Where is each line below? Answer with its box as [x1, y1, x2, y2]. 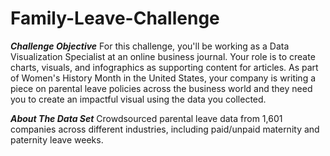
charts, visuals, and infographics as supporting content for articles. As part [10, 61, 319, 73]
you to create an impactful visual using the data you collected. [10, 93, 267, 105]
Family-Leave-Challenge [10, 7, 220, 30]
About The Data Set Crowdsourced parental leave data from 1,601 [10, 112, 283, 124]
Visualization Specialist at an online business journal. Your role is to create [10, 50, 316, 62]
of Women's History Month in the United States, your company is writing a [10, 72, 317, 84]
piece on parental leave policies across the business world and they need [10, 82, 313, 94]
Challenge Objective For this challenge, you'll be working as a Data [10, 40, 290, 52]
